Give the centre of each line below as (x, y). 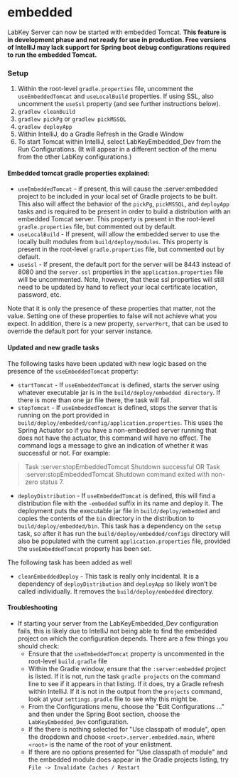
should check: (38, 646)
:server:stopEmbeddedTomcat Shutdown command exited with (117, 474)
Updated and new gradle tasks (53, 348)
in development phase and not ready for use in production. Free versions (117, 39)
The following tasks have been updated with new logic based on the (107, 363)
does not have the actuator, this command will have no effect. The (114, 438)
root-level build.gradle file (68, 661)
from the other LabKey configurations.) (75, 157)
